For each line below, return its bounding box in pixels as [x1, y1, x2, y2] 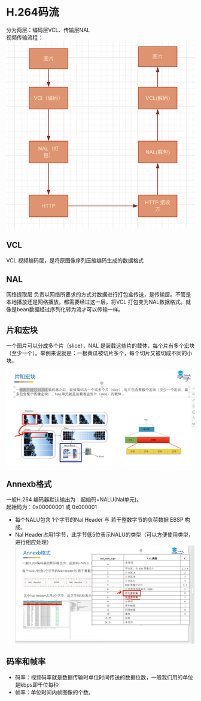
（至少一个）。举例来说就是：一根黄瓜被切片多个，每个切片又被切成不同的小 [6, 350, 193, 357]
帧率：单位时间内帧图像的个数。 [14, 688, 94, 696]
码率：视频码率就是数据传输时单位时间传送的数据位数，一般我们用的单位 [14, 674, 193, 681]
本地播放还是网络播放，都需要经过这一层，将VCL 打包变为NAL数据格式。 [6, 298, 186, 305]
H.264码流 [6, 5, 60, 19]
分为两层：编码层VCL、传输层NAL [6, 26, 90, 33]
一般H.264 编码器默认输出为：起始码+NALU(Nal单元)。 [6, 495, 142, 503]
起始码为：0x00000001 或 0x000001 [6, 503, 98, 510]
